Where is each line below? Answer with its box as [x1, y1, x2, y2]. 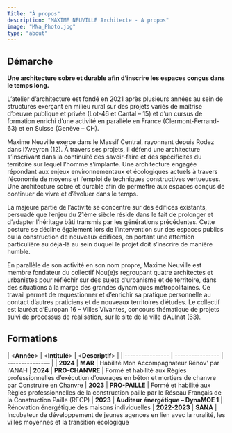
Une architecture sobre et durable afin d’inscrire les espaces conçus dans [7, 74, 226, 82]
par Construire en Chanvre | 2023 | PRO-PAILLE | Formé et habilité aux [7, 381, 211, 389]
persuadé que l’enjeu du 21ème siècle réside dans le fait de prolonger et [7, 210, 213, 219]
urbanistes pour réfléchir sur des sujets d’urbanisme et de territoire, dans [7, 276, 217, 284]
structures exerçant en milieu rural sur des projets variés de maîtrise [7, 102, 203, 111]
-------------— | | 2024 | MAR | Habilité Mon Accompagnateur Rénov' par [7, 359, 220, 367]
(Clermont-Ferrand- [163, 117, 220, 125]
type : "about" [7, 29, 49, 37]
